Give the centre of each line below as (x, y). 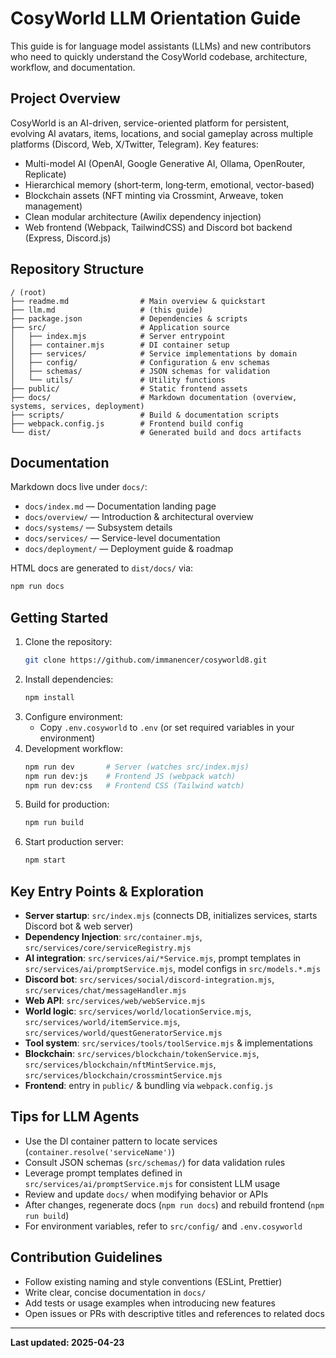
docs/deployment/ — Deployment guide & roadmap (129, 549)
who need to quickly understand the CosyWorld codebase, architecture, (159, 56)
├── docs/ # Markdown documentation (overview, (154, 397)
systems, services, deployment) (77, 406)
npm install (49, 697)
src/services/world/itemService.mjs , (102, 1021)
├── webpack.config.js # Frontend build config (127, 423)
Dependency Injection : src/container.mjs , (113, 936)
